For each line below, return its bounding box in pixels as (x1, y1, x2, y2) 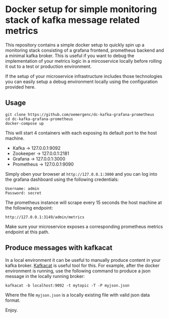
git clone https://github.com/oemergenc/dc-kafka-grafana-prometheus (5, 112, 155, 117)
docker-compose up (5, 121, 44, 126)
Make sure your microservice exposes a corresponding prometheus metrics (5, 223, 163, 229)
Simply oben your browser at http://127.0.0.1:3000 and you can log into (5, 171, 157, 177)
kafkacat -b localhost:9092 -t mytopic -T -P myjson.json (5, 283, 130, 288)
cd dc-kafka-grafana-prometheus (5, 116, 73, 122)
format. (5, 297, 21, 303)
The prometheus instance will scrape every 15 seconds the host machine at (5, 199, 162, 206)
